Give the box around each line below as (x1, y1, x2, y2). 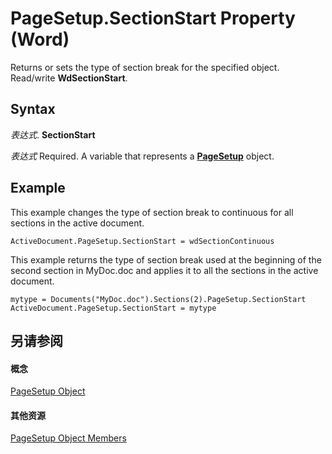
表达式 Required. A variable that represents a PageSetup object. (10, 150, 275, 162)
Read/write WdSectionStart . (10, 72, 128, 84)
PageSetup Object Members (10, 432, 127, 444)
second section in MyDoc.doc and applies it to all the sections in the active (10, 264, 319, 276)
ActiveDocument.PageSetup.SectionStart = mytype (10, 303, 217, 313)
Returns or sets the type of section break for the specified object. (10, 61, 280, 73)
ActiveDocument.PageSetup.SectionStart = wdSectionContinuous (10, 236, 275, 246)
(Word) (10, 28, 70, 51)
